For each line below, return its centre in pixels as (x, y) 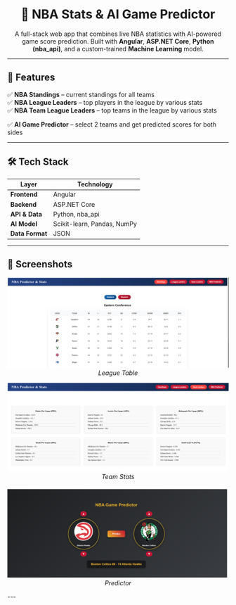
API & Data (26, 214)
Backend (24, 204)
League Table (118, 373)
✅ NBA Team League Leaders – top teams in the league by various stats (112, 110)
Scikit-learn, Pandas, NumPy (95, 224)
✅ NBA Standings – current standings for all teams (81, 94)
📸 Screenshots (40, 264)
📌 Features (31, 78)
